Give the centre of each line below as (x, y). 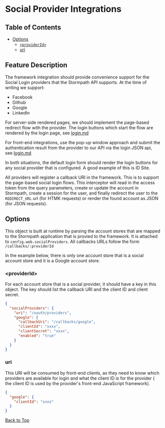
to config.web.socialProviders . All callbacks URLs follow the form (72, 241)
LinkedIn (21, 113)
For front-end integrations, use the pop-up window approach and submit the (83, 142)
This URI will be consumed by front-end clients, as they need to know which (82, 373)
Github (19, 102)
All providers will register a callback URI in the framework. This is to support (82, 177)
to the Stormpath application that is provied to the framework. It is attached (81, 236)
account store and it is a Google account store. (52, 261)
